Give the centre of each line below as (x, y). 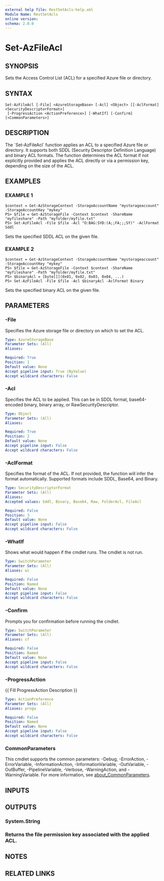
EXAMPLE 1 (19, 196)
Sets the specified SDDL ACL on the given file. (52, 236)
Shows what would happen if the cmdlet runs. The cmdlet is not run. (74, 552)
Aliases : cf (17, 640)
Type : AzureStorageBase (29, 340)
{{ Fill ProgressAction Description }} (41, 690)
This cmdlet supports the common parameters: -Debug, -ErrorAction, (75, 759)
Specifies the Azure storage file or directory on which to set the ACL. (75, 330)
